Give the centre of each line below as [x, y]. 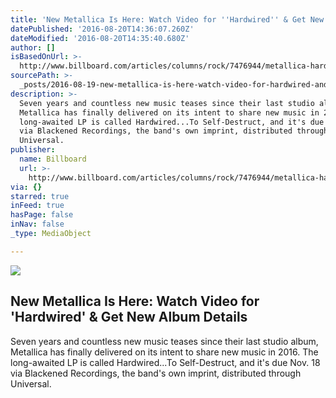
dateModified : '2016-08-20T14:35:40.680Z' [100, 38]
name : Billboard [53, 159]
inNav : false [37, 224]
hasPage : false [42, 215]
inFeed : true [37, 206]
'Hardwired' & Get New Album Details [129, 317]
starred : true [40, 196]
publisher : [33, 150]
